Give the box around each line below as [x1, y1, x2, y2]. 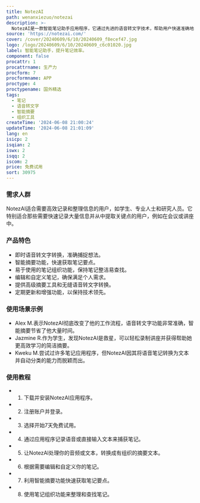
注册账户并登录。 [23, 408, 66, 415]
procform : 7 [6, 70, 36, 76]
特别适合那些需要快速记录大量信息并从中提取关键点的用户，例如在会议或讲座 [6, 212, 194, 220]
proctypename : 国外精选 [6, 87, 61, 92]
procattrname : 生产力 [6, 64, 57, 70]
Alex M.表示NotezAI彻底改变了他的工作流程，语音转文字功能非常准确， [14, 319, 189, 326]
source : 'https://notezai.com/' [6, 31, 86, 37]
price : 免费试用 [6, 164, 43, 170]
